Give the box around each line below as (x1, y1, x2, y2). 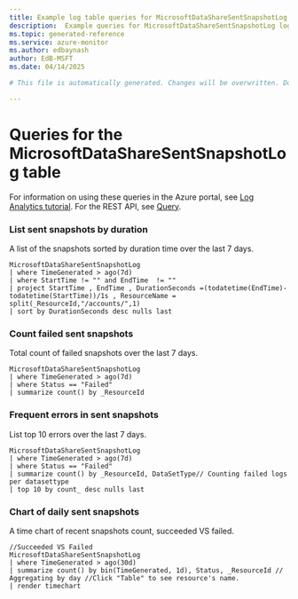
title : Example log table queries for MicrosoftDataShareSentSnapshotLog (9, 12, 288, 22)
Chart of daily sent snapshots (9, 505, 140, 517)
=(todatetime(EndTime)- (199, 283, 288, 293)
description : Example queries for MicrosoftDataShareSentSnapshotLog (9, 21, 276, 30)
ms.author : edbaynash (9, 46, 90, 55)
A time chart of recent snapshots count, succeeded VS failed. (9, 525, 235, 536)
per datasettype (9, 477, 69, 486)
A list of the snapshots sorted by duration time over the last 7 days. (9, 243, 255, 254)
